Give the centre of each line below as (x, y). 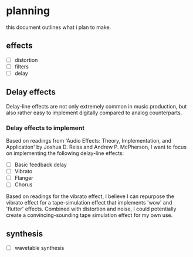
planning (28, 11)
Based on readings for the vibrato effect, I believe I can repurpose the (90, 196)
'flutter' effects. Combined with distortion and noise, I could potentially (91, 209)
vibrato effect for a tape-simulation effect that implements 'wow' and (89, 203)
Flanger (24, 178)
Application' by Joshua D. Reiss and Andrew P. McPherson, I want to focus (96, 147)
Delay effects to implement (45, 128)
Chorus (23, 184)
